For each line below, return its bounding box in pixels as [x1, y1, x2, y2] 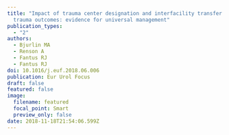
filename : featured [13, 99, 69, 106]
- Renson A [13, 48, 45, 55]
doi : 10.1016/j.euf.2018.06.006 [7, 67, 99, 74]
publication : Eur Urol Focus [7, 73, 91, 80]
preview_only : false [13, 111, 72, 118]
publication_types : [7, 22, 63, 29]
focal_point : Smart [13, 105, 69, 112]
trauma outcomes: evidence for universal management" [13, 16, 170, 23]
